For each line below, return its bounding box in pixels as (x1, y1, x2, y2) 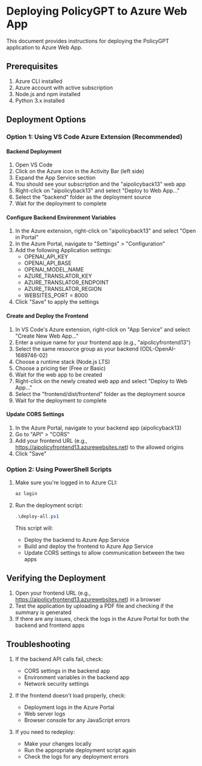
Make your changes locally (24, 740, 92, 747)
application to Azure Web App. (6, 44, 83, 51)
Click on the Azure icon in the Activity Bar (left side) (15, 168, 144, 175)
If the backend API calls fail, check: (15, 655, 103, 663)
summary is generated (15, 609, 72, 616)
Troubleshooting (6, 639, 71, 649)
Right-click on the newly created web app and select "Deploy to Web (15, 377, 188, 385)
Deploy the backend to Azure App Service (24, 536, 129, 543)
